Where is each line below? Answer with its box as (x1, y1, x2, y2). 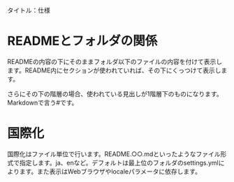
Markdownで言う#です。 (7, 98, 78, 107)
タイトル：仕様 (7, 6, 50, 14)
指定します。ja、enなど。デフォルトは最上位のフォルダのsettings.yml (19, 158, 219, 167)
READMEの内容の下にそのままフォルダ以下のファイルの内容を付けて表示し (7, 57, 222, 66)
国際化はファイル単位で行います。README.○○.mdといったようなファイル (7, 149, 221, 158)
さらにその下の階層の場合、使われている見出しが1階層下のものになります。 (7, 89, 223, 98)
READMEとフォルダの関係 (7, 33, 158, 49)
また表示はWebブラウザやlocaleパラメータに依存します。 (37, 167, 201, 176)
